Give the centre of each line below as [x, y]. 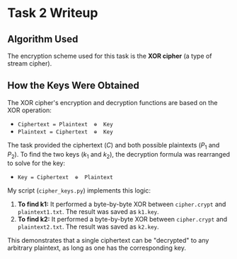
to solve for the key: [36, 163]
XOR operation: [29, 110]
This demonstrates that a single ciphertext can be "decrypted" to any [108, 241]
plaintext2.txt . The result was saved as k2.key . [88, 227]
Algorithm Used [43, 39]
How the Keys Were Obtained [73, 86]
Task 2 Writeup [53, 13]
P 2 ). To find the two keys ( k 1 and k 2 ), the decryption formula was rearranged [119, 155]
